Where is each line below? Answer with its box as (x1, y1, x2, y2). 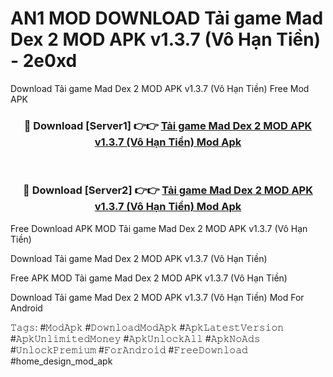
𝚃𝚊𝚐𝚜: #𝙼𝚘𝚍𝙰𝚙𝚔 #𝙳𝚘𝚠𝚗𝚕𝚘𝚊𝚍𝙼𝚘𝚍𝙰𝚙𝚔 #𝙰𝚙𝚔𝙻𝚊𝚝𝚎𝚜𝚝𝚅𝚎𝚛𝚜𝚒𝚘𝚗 (10, 321, 285, 333)
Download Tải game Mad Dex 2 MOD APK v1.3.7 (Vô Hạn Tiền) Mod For (10, 291, 305, 303)
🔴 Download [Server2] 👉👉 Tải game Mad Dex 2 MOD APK (23, 183, 313, 197)
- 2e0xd (10, 50, 78, 72)
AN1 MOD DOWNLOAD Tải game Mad (10, 7, 324, 30)
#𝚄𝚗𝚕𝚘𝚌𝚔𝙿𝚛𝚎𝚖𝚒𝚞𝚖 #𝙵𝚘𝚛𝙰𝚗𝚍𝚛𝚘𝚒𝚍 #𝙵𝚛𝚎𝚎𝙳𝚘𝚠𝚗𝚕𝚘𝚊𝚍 (10, 343, 248, 356)
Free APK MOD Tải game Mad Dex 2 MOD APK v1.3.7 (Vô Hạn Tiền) (10, 272, 288, 284)
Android (10, 302, 43, 314)
